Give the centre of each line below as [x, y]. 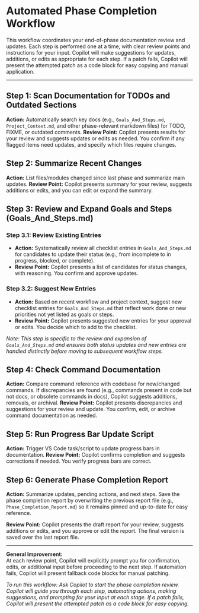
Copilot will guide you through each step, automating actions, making [91, 591]
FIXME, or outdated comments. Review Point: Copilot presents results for [96, 132]
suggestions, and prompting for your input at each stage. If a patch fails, [95, 597]
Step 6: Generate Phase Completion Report [87, 480]
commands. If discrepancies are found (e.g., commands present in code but [99, 390]
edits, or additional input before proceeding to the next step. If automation [96, 567]
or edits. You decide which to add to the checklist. [76, 327]
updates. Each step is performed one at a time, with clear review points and [98, 46]
